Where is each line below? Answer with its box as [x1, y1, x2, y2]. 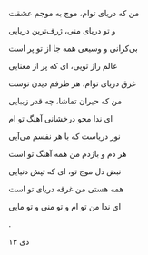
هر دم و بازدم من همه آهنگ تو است [8, 149, 127, 159]
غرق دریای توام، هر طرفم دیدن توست [8, 78, 137, 89]
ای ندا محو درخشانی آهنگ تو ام [8, 113, 113, 123]
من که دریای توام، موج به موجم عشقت [8, 8, 140, 18]
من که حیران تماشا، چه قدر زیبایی [8, 95, 123, 106]
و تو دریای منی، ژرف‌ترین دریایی [8, 25, 116, 35]
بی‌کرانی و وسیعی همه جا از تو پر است [8, 43, 138, 54]
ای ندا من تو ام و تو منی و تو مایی [8, 201, 122, 211]
